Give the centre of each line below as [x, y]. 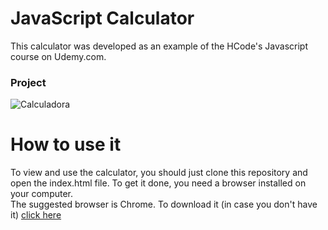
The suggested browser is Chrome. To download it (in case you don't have [164, 204]
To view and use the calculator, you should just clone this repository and [159, 173]
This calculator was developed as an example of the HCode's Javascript [159, 46]
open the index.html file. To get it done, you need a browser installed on [158, 183]
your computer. [42, 194]
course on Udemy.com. [58, 56]
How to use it [66, 144]
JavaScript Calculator [102, 18]
